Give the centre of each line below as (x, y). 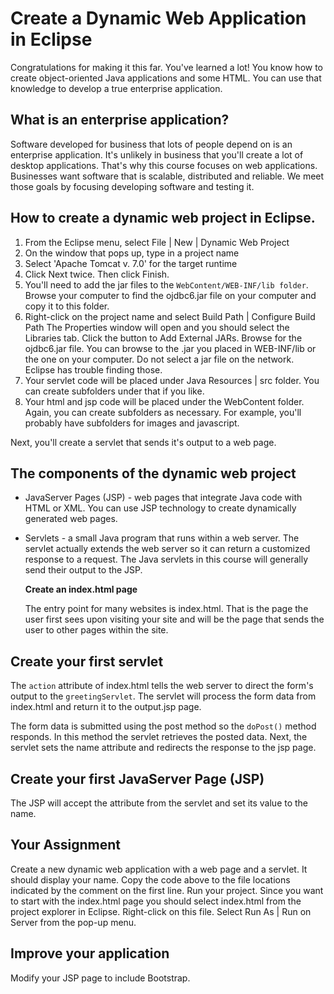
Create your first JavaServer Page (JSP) (137, 778)
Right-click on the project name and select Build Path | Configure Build (170, 316)
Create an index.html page (81, 589)
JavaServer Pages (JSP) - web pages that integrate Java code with (163, 498)
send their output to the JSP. (83, 570)
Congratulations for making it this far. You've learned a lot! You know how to (167, 67)
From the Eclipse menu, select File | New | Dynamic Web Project (157, 242)
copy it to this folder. (67, 306)
